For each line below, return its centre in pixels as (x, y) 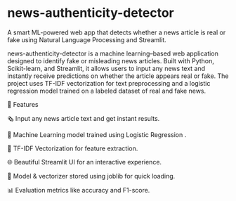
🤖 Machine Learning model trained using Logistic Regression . (97, 134)
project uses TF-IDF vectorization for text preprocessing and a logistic (109, 83)
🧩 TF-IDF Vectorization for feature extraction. (73, 148)
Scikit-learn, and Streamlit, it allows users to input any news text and (106, 68)
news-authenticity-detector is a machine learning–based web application (113, 53)
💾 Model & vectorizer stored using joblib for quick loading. (91, 176)
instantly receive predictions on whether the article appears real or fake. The (118, 76)
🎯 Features (23, 104)
